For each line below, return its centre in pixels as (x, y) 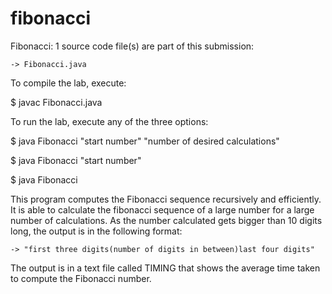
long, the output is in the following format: (96, 231)
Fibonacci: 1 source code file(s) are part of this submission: (132, 46)
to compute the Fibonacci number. (81, 278)
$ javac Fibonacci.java (56, 102)
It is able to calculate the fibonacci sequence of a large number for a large (162, 209)
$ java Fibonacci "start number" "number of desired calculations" (145, 141)
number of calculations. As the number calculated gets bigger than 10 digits (166, 220)
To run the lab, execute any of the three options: (109, 121)
